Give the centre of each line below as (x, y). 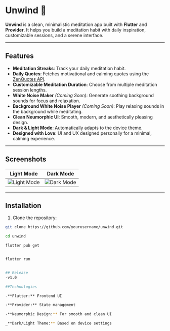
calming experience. (34, 138)
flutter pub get (22, 246)
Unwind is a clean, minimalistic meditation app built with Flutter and (76, 24)
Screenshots (26, 159)
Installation (23, 205)
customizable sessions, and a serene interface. (54, 35)
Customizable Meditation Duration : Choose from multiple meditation (85, 84)
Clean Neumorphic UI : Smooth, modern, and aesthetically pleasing (82, 117)
